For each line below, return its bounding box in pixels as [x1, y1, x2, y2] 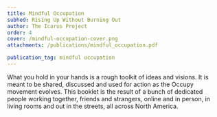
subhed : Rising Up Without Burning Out [7, 16, 122, 23]
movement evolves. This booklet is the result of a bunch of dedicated [7, 87, 203, 96]
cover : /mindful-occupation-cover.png [7, 36, 118, 42]
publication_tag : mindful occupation [7, 54, 115, 62]
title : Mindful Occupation [7, 10, 84, 17]
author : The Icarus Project [7, 23, 88, 29]
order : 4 [7, 29, 32, 36]
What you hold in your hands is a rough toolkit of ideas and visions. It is [7, 73, 209, 81]
